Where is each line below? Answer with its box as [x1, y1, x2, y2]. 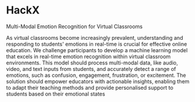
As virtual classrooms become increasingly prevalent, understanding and [6, 34, 184, 41]
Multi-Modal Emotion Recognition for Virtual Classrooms [6, 23, 143, 30]
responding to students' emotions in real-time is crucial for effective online [6, 40, 187, 47]
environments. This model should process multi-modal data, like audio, [6, 59, 179, 66]
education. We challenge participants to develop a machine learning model [6, 46, 188, 53]
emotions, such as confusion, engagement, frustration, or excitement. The [6, 72, 187, 79]
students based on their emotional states [6, 90, 105, 97]
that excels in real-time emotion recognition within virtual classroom [6, 53, 171, 60]
